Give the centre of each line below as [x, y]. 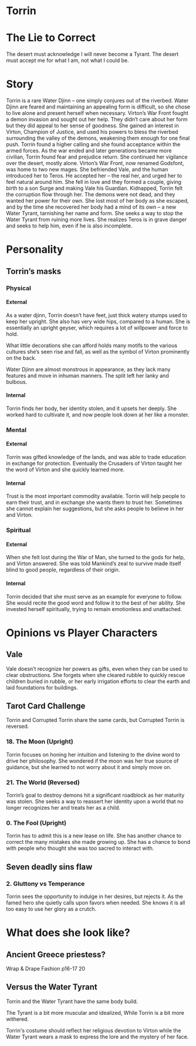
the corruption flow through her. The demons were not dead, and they [91, 194]
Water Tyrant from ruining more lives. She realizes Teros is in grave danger [97, 220]
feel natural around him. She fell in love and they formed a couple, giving [94, 182]
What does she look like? [68, 933]
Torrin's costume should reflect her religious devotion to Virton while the [94, 1030]
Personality [35, 250]
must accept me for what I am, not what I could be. [67, 61]
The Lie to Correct [51, 38]
